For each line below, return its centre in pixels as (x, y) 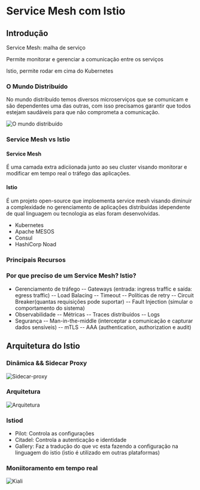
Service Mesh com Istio (66, 11)
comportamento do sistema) (50, 308)
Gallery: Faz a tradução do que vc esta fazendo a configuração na (96, 446)
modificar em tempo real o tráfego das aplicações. (68, 174)
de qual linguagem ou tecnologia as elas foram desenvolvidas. (83, 213)
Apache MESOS (35, 231)
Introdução (27, 33)
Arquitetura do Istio (43, 346)
